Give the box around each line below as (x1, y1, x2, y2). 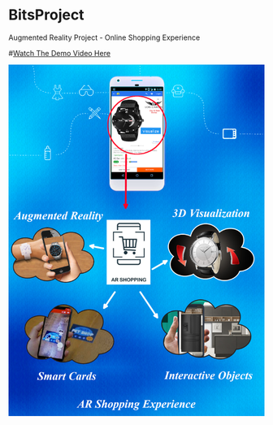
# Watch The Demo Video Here (8, 48, 111, 58)
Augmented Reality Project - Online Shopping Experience (8, 33, 201, 42)
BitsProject (8, 6, 84, 24)
